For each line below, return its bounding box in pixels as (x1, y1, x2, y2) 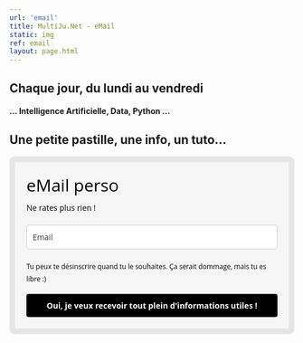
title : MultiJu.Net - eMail (9, 22, 116, 31)
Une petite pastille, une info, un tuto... (9, 132, 227, 148)
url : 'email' (9, 13, 59, 23)
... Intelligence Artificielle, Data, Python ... (9, 106, 171, 117)
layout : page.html (9, 47, 79, 56)
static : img (9, 30, 54, 39)
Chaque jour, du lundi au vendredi (9, 81, 204, 96)
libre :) (26, 273, 47, 284)
